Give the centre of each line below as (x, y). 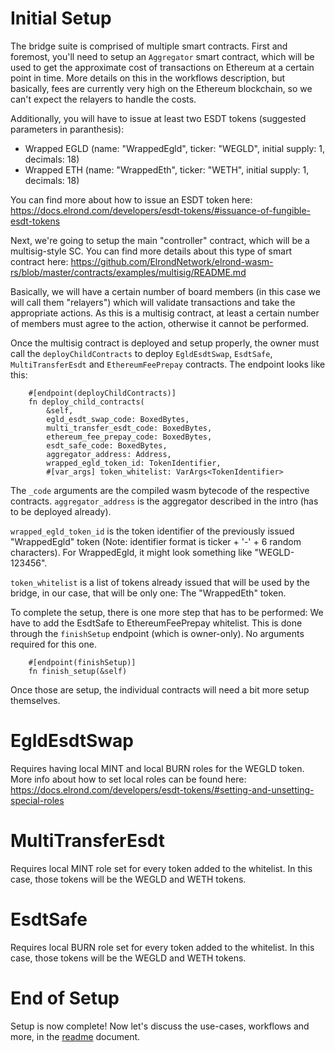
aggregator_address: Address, (109, 454)
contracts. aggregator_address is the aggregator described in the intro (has (164, 501)
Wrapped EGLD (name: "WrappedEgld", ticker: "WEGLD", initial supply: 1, (175, 148)
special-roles (37, 800)
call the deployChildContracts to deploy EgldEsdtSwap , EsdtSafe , (141, 353)
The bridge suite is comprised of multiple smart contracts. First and (149, 46)
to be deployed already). (61, 511)
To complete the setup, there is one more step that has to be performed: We (167, 612)
